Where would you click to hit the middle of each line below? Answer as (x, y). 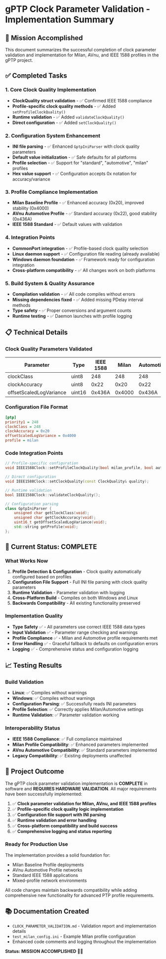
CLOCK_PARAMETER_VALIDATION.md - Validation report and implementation (84, 926)
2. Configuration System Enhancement (53, 135)
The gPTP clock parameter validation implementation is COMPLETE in (77, 783)
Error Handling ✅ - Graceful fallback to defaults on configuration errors (85, 643)
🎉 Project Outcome (35, 771)
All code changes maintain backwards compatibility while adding (71, 890)
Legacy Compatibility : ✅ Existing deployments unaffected (72, 755)
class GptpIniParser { (28, 508)
